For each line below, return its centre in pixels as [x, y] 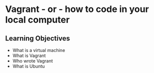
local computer [37, 20]
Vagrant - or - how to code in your [77, 9]
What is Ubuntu [29, 66]
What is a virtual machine [39, 50]
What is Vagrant [29, 55]
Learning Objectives [38, 38]
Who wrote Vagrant [33, 61]
